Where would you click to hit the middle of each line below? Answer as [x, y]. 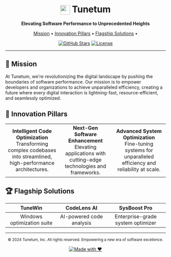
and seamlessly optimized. [33, 98]
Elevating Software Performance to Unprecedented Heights [85, 23]
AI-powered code [82, 217]
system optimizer [136, 223]
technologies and [85, 166]
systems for [139, 150]
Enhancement [85, 140]
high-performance [32, 163]
